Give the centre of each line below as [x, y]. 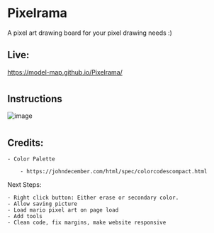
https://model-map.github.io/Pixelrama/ [65, 72]
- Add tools [25, 216]
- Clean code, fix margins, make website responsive [87, 222]
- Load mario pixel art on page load [63, 210]
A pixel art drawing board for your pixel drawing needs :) [90, 33]
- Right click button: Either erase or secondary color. [93, 197]
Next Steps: [24, 184]
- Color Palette [31, 159]
